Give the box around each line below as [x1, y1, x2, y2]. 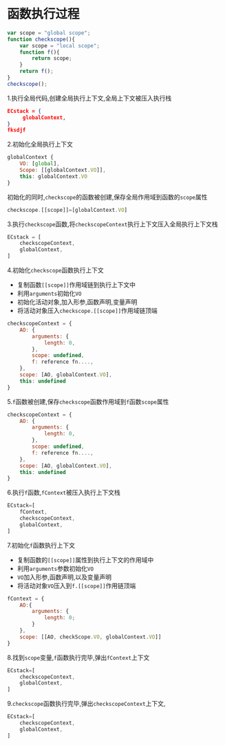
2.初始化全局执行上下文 [7, 140, 74, 149]
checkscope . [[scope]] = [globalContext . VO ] [7, 206, 128, 213]
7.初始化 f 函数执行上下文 [7, 541, 76, 549]
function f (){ [19, 49, 60, 56]
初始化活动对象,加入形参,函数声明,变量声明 [17, 298, 138, 306]
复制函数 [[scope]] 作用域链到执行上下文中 [17, 281, 136, 289]
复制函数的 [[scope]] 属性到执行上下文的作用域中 [17, 555, 154, 564]
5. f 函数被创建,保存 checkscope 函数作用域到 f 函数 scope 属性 [7, 397, 169, 406]
